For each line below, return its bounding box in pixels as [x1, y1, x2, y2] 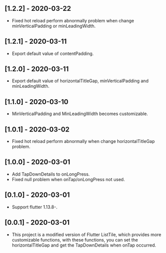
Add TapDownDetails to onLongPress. [11, 171, 90, 177]
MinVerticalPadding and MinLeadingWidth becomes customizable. [11, 111, 148, 117]
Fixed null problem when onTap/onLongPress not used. [11, 176, 125, 182]
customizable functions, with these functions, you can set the [11, 237, 138, 243]
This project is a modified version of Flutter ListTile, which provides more [11, 231, 162, 238]
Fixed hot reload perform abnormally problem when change [11, 17, 135, 23]
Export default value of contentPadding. [11, 50, 94, 57]
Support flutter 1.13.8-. [11, 204, 58, 210]
